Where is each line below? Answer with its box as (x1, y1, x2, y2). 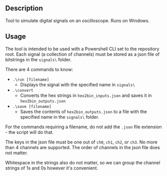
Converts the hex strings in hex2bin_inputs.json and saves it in (20, 92, 152, 98)
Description (5, 4, 43, 13)
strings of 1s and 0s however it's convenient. (5, 165, 99, 171)
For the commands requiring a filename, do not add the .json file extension (5, 124, 162, 130)
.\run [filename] (12, 77, 50, 82)
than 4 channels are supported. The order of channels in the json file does (5, 144, 160, 150)
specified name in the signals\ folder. (20, 114, 100, 120)
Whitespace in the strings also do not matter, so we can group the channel (5, 159, 160, 165)
